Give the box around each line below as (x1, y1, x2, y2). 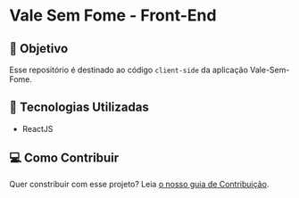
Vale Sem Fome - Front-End (9, 5, 217, 26)
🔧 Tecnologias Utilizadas (9, 100, 149, 115)
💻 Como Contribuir (9, 151, 120, 166)
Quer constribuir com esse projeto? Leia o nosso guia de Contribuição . (9, 178, 270, 189)
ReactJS (21, 123, 54, 134)
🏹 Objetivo (9, 41, 69, 56)
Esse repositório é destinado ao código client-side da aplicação (9, 64, 248, 75)
